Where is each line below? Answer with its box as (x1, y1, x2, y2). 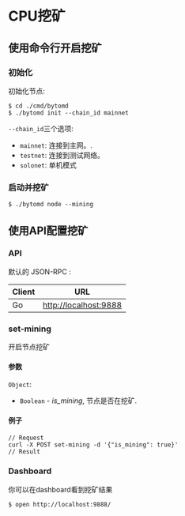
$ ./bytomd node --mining (8, 201, 93, 209)
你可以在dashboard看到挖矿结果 (8, 484, 113, 494)
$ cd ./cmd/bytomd (8, 102, 69, 110)
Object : (8, 380, 32, 390)
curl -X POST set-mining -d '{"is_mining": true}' (8, 440, 179, 449)
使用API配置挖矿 (8, 224, 89, 237)
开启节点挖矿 (8, 342, 50, 352)
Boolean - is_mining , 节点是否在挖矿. (19, 396, 138, 405)
